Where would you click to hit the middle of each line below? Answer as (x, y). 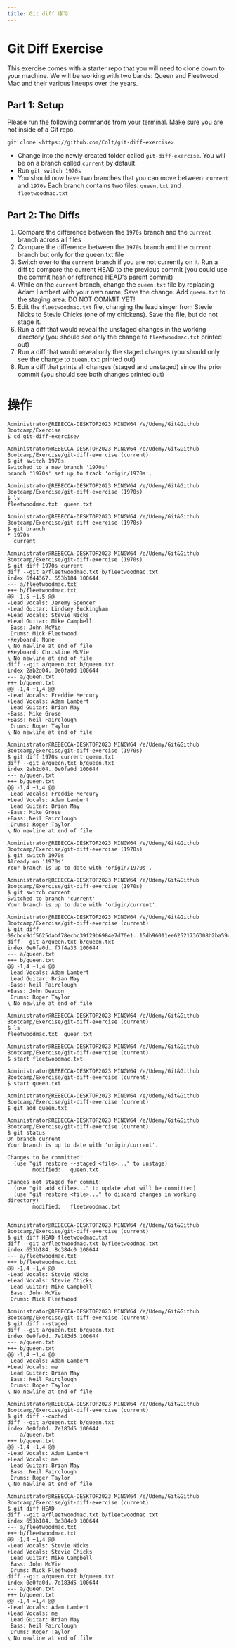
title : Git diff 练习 (38, 14)
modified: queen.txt (66, 1170)
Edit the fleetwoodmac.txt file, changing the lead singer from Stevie (115, 307)
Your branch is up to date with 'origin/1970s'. (80, 868)
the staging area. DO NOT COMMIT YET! (76, 299)
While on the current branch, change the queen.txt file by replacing (116, 285)
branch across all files (50, 239)
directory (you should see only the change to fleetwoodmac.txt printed (120, 337)
